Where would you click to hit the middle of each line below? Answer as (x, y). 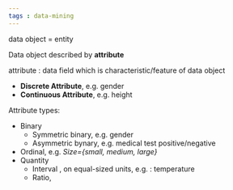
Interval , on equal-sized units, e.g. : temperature (114, 169)
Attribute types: (34, 110)
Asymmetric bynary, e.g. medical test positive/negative (124, 143)
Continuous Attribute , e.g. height (76, 95)
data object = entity (41, 39)
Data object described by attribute (66, 54)
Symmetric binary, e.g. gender (83, 134)
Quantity (34, 160)
